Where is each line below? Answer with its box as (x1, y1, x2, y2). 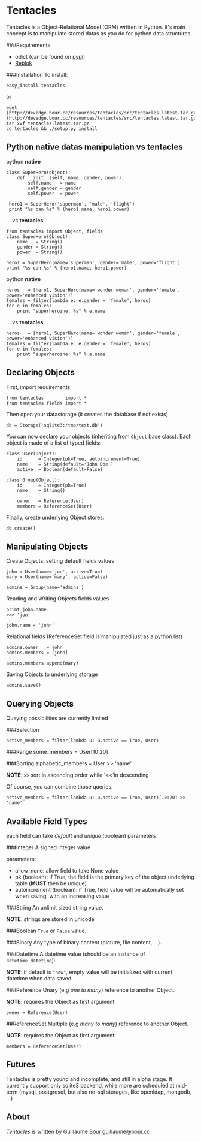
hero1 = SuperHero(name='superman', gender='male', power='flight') (6, 259, 181, 265)
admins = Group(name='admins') (6, 585, 84, 591)
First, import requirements (6, 383, 71, 390)
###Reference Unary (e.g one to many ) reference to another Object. (6, 986, 175, 994)
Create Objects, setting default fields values (6, 557, 115, 565)
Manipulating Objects (6, 541, 89, 551)
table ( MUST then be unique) (14, 880, 87, 887)
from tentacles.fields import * (6, 400, 87, 406)
